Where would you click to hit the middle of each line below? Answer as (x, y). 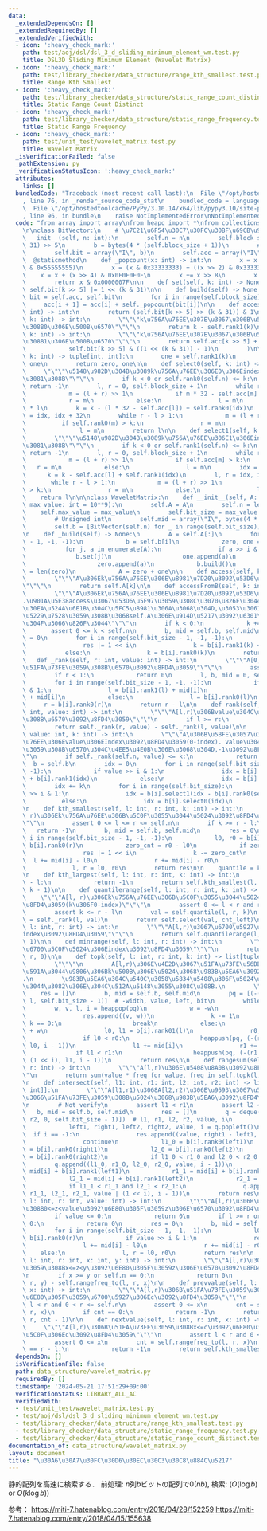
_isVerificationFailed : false (65, 156)
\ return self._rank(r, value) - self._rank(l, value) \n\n (135, 727)
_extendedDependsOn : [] (54, 23)
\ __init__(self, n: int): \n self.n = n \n (106, 238)
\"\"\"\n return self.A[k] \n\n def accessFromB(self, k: (136, 587)
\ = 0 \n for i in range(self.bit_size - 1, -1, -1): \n (128, 638)
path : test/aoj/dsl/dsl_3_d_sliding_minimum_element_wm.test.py (131, 53)
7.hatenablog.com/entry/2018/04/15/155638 (80, 1518)
